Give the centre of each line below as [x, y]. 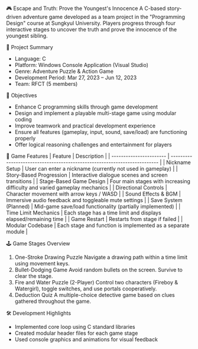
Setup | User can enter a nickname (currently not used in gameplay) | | [92, 169]
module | [17, 232]
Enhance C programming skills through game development [86, 107]
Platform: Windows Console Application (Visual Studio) [82, 65]
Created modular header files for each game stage [76, 333]
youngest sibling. [27, 36]
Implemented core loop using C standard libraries [75, 327]
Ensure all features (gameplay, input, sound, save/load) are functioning [101, 132]
